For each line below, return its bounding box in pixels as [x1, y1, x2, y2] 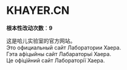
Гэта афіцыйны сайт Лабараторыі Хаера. [6, 50, 111, 57]
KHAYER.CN [6, 4, 70, 17]
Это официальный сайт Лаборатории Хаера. [6, 43, 122, 51]
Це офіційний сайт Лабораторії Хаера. [6, 57, 105, 64]
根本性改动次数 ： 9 [6, 24, 53, 31]
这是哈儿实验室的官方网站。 [6, 37, 76, 44]
